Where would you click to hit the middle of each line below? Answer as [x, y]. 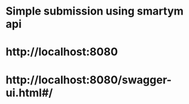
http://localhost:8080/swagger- [89, 80]
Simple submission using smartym [95, 11]
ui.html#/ [29, 93]
